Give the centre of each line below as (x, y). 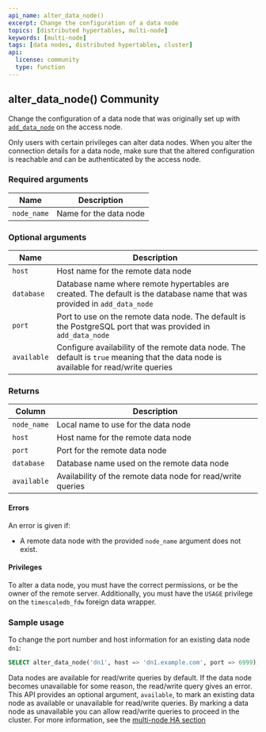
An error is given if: (40, 525)
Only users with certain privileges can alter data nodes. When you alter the (130, 142)
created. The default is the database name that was (152, 294)
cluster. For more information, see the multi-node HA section (107, 720)
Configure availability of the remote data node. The (151, 347)
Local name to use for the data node (124, 425)
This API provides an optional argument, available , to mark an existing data (131, 695)
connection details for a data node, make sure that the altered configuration (131, 151)
